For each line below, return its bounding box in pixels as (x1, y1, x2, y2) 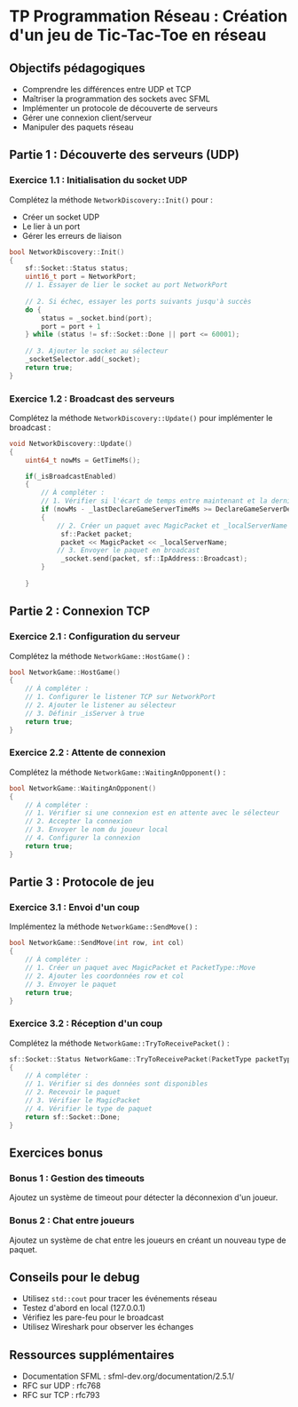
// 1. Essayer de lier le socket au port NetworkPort (25, 281, 228, 290)
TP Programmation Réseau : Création (9, 6, 288, 27)
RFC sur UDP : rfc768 (21, 1380, 101, 1391)
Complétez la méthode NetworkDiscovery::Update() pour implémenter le (9, 412, 273, 423)
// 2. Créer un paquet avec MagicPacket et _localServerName (56, 521, 288, 530)
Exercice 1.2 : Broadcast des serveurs (9, 393, 176, 405)
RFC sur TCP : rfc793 (21, 1390, 100, 1401)
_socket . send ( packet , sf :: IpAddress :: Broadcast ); (60, 554, 248, 563)
